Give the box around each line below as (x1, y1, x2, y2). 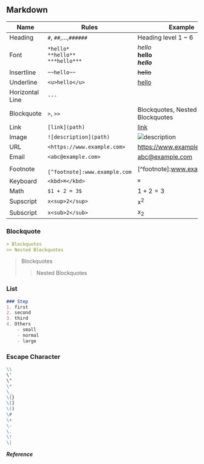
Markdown (6, 5, 49, 15)
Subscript (9, 208, 38, 216)
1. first (6, 304, 29, 310)
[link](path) (47, 123, 85, 130)
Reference (6, 451, 33, 458)
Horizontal (9, 88, 39, 96)
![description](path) (47, 133, 110, 140)
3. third (6, 316, 29, 322)
